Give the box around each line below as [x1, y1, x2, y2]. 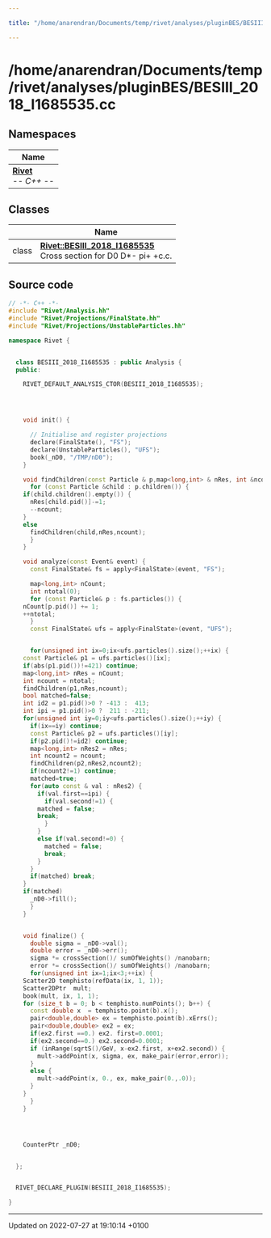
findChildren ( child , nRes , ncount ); [29, 528, 147, 536]
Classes [8, 203, 50, 217]
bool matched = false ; [23, 692, 92, 700]
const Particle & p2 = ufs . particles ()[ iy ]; [29, 729, 179, 737]
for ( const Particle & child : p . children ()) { [29, 483, 190, 491]
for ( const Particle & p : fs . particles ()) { [29, 595, 182, 603]
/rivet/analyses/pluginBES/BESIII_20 [8, 78, 259, 96]
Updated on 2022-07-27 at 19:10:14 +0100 [8, 1221, 149, 1231]
